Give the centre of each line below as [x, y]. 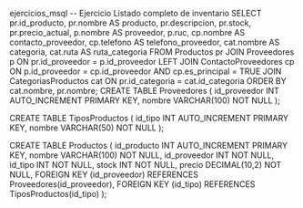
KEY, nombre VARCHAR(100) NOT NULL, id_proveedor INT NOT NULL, [142, 155]
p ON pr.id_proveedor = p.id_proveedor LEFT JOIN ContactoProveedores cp [152, 62]
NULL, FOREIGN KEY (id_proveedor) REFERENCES [104, 174]
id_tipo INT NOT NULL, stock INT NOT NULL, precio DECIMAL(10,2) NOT [146, 165]
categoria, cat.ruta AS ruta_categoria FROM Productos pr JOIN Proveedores [152, 52]
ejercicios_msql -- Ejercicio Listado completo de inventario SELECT [136, 13]
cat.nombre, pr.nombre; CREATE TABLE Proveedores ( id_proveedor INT [145, 91]
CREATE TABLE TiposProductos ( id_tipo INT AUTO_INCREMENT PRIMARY [149, 118]
